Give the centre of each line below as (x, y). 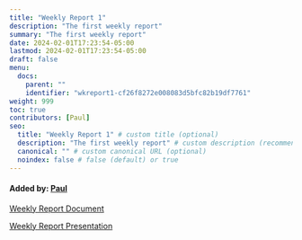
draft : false (34, 59)
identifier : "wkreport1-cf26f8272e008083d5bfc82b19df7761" (138, 93)
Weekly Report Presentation (61, 226)
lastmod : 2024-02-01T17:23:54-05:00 (78, 51)
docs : (28, 76)
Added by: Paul (38, 189)
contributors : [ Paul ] (50, 118)
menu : (19, 68)
